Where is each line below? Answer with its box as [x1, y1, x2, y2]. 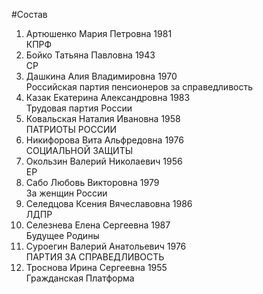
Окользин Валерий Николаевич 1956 [25, 155, 183, 167]
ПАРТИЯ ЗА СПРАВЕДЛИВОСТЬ [25, 251, 165, 263]
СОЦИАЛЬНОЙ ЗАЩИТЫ [25, 145, 134, 156]
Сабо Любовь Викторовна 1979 [25, 177, 160, 188]
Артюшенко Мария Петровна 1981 [25, 28, 173, 39]
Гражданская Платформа [25, 272, 135, 284]
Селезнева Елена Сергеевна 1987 [25, 219, 171, 231]
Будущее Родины [25, 230, 100, 241]
